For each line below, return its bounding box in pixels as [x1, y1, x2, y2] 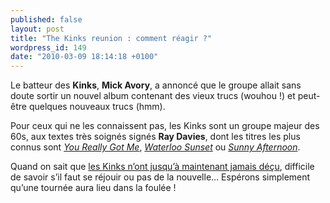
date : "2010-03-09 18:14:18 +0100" [10, 52, 159, 62]
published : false [10, 14, 83, 25]
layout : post [10, 24, 65, 34]
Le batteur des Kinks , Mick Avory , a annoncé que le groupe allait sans [10, 79, 302, 91]
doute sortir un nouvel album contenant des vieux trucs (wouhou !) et [10, 90, 296, 102]
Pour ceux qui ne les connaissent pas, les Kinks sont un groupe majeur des [10, 120, 320, 132]
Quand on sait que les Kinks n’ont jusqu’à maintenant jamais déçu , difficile [10, 161, 315, 173]
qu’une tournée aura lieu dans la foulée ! [10, 182, 177, 194]
